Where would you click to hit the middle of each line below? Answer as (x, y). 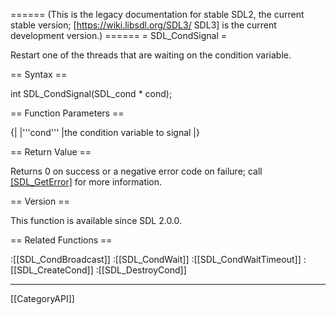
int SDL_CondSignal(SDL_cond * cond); (91, 93)
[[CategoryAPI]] (42, 298)
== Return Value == (51, 152)
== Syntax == (39, 74)
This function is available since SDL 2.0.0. (96, 220)
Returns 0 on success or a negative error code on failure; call (136, 171)
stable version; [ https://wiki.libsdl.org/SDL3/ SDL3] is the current (143, 25)
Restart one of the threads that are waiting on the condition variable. (151, 55)
